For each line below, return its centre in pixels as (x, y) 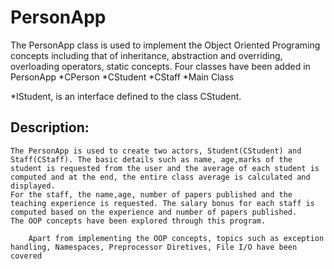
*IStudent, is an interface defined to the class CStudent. (126, 96)
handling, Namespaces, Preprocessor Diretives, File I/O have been (154, 247)
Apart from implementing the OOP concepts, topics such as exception (176, 238)
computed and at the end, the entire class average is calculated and (160, 177)
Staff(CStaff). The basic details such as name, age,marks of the (151, 159)
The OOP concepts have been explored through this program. (138, 221)
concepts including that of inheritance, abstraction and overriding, (146, 55)
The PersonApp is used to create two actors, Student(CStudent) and (156, 151)
